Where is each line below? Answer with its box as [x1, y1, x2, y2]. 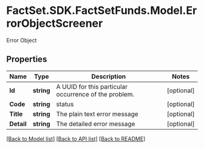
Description [91, 72, 126, 81]
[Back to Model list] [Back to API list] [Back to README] [6, 135, 146, 143]
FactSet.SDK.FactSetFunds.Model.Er [6, 4, 197, 18]
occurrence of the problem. [56, 90, 135, 98]
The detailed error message [56, 119, 135, 128]
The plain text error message [56, 110, 138, 118]
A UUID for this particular [56, 82, 128, 91]
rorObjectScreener [6, 16, 103, 30]
